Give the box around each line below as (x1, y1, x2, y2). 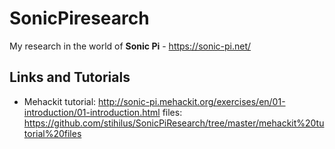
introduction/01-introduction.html (23, 106, 161, 118)
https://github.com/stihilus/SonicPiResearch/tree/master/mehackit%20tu (23, 117, 325, 129)
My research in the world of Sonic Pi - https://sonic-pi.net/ (9, 40, 252, 52)
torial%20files (23, 127, 82, 139)
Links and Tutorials (9, 69, 131, 86)
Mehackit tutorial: (23, 95, 97, 107)
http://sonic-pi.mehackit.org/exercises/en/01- (98, 95, 286, 107)
